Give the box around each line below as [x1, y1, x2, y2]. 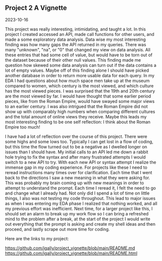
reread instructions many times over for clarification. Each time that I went [5, 169, 152, 175]
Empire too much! [5, 124, 40, 130]
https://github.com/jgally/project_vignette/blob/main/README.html [5, 250, 138, 256]
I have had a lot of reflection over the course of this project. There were [5, 133, 147, 139]
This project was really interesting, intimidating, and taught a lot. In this [5, 26, 146, 32]
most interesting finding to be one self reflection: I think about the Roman [5, 119, 151, 125]
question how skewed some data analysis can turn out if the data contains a [5, 62, 157, 68]
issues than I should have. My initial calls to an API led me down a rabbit [5, 149, 148, 155]
